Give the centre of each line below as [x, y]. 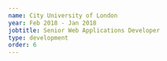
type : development [38, 38]
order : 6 [22, 45]
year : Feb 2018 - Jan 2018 [52, 23]
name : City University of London [63, 15]
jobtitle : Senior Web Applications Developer [84, 30]
